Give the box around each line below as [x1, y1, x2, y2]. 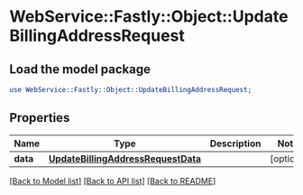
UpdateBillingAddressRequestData [48, 152, 201, 164]
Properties [9, 110, 70, 125]
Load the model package [9, 61, 151, 77]
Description [209, 137, 262, 150]
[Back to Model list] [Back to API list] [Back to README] [9, 175, 216, 186]
